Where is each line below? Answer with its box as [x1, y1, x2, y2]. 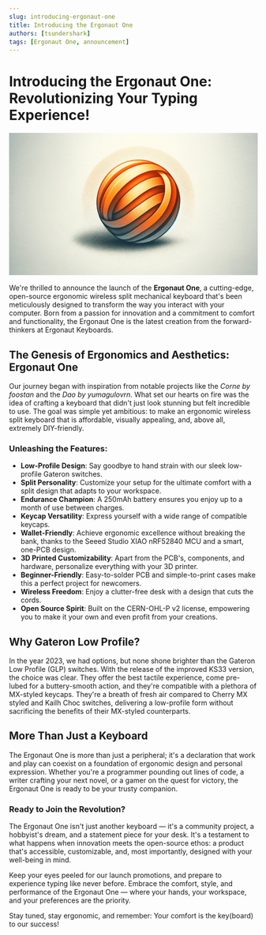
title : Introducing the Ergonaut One [9, 21, 133, 29]
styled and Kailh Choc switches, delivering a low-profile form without [9, 698, 234, 707]
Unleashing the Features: [9, 443, 108, 454]
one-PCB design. [20, 545, 77, 555]
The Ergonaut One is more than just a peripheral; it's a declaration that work [9, 750, 256, 760]
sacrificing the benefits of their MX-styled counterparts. [9, 707, 191, 716]
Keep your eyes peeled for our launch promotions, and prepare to [9, 870, 222, 880]
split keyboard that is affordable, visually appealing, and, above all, [9, 415, 226, 424]
